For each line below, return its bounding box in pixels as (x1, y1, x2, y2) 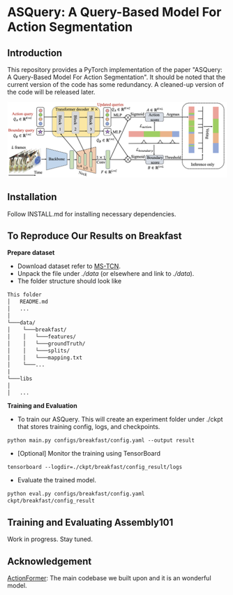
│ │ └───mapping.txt (7, 354, 82, 361)
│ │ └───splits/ (7, 347, 70, 354)
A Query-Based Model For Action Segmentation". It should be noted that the (7, 73, 226, 81)
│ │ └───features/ (7, 333, 77, 340)
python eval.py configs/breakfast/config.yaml (7, 491, 145, 498)
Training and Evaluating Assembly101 (7, 516, 174, 528)
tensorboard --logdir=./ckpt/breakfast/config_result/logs (7, 463, 183, 471)
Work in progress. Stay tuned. (7, 535, 93, 543)
